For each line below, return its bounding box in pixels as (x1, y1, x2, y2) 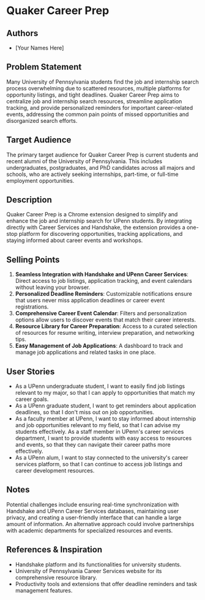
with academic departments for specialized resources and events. (6, 527, 173, 534)
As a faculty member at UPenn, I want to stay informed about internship (15, 415, 196, 422)
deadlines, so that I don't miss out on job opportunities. (15, 409, 155, 416)
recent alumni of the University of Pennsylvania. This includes (6, 157, 163, 165)
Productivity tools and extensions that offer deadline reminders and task (15, 580, 198, 587)
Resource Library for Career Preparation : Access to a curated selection (15, 323, 198, 330)
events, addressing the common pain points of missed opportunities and (6, 111, 189, 118)
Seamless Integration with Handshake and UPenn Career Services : (15, 271, 188, 278)
